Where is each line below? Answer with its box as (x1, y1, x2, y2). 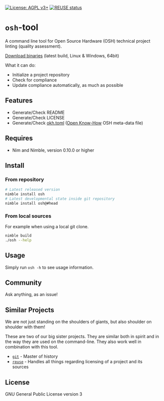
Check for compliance (12, 77, 57, 83)
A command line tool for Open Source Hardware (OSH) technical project (5, 38, 151, 44)
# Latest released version (5, 187, 60, 192)
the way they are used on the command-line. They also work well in (5, 339, 142, 345)
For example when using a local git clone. (5, 224, 89, 230)
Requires (5, 134, 33, 142)
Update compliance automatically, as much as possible (12, 82, 123, 88)
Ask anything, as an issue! (5, 292, 58, 297)
